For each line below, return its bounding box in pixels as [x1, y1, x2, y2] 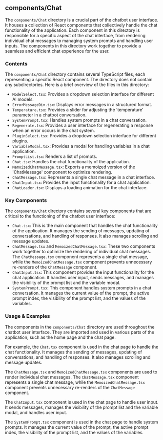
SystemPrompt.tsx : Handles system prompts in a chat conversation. [12, 117, 147, 123]
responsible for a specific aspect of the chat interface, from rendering [5, 32, 145, 38]
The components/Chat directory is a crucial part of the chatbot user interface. [5, 17, 159, 22]
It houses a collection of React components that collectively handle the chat [5, 22, 158, 28]
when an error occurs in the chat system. [12, 128, 95, 133]
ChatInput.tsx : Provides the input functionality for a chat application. [12, 179, 151, 185]
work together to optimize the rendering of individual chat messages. [12, 249, 151, 255]
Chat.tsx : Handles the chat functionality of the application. [12, 159, 130, 165]
